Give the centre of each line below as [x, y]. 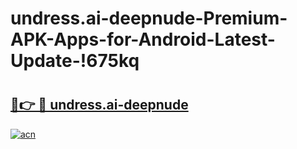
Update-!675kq [75, 61]
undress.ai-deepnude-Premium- [149, 18]
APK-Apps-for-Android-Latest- [143, 39]
